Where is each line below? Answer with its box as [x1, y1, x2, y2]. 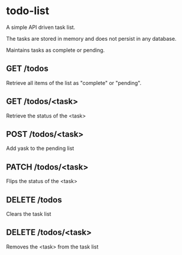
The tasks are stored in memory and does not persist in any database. [6, 35, 177, 42]
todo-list [6, 4, 50, 18]
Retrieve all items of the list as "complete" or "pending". [6, 79, 142, 86]
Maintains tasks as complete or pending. [6, 46, 105, 54]
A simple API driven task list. [6, 24, 76, 31]
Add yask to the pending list [6, 145, 74, 152]
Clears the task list [6, 211, 51, 217]
